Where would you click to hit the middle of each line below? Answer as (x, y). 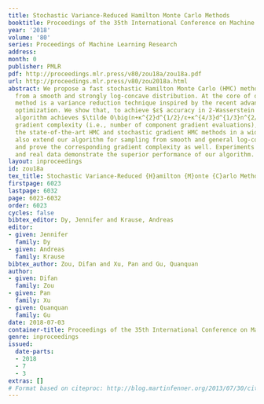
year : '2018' (29, 30)
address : (22, 52)
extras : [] (26, 381)
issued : (21, 344)
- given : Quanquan (38, 307)
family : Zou (35, 286)
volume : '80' (29, 37)
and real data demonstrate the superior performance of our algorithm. (135, 154)
